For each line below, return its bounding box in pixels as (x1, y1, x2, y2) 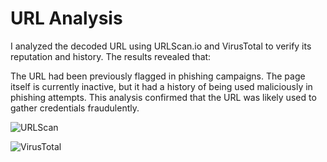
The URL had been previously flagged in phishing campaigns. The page (10, 70, 306, 82)
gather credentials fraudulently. (10, 102, 140, 114)
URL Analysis (10, 7, 123, 30)
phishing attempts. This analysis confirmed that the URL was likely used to (10, 91, 317, 103)
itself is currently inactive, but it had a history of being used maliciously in (10, 80, 313, 92)
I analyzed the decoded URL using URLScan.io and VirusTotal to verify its (10, 40, 312, 52)
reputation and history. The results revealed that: (10, 50, 212, 62)
